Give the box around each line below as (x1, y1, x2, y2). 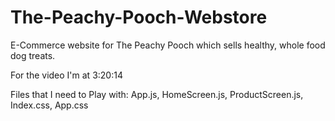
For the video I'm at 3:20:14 (10, 69, 123, 81)
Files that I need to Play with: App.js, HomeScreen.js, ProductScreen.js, (10, 88, 304, 100)
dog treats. (10, 49, 56, 61)
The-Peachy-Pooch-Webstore (10, 6, 268, 29)
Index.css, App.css (10, 99, 89, 111)
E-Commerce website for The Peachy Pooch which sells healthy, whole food (10, 39, 326, 51)
